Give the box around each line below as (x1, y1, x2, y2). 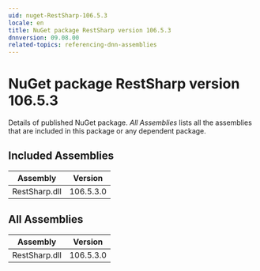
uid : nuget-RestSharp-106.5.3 (8, 11, 108, 20)
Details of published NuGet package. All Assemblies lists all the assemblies (8, 118, 253, 127)
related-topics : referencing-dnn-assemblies (8, 41, 157, 49)
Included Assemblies (8, 149, 115, 163)
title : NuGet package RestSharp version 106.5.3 (8, 26, 171, 34)
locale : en (8, 19, 44, 27)
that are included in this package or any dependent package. (8, 126, 207, 136)
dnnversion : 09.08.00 (8, 33, 80, 42)
